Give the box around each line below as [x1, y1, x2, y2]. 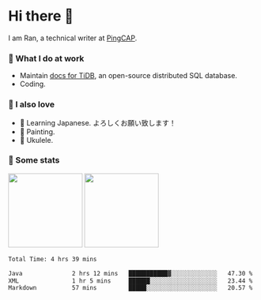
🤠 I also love [8, 99, 55, 110]
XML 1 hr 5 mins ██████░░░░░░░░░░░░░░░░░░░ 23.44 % [8, 276, 253, 285]
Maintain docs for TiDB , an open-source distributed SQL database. [19, 71, 237, 81]
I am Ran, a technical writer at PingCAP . [8, 33, 138, 43]
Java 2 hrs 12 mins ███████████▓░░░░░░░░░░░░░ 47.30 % [8, 269, 253, 277]
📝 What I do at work [8, 53, 85, 64]
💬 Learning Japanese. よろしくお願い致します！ [19, 118, 176, 127]
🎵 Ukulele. [19, 135, 54, 144]
